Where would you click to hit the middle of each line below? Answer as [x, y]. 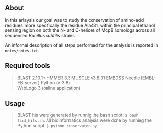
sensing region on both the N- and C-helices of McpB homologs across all [80, 30]
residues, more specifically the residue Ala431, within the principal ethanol [80, 25]
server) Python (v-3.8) [47, 82]
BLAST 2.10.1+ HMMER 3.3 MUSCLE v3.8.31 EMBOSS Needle [78, 78]
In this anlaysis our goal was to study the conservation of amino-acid [75, 20]
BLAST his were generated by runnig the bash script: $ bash [78, 115]
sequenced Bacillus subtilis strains [40, 35]
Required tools [28, 66]
